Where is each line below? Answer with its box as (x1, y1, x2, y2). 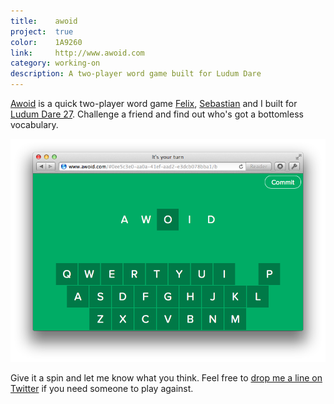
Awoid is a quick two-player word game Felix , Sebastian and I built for (10, 98, 298, 109)
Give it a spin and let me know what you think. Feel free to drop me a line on (10, 371, 323, 384)
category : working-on (10, 58, 101, 69)
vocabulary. (10, 119, 59, 130)
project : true (10, 26, 74, 37)
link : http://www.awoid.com (10, 48, 145, 58)
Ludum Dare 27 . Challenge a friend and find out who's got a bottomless (10, 108, 304, 120)
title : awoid (10, 16, 78, 26)
